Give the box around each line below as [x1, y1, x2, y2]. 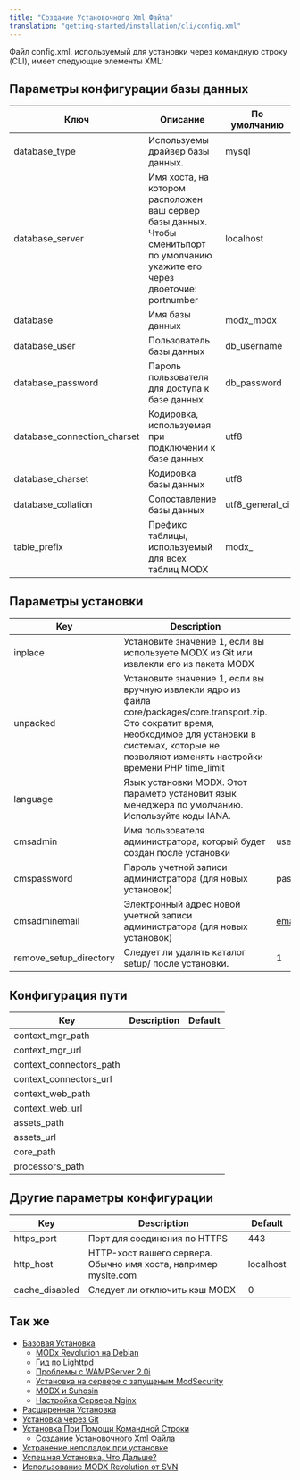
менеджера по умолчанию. [123, 799, 244, 811]
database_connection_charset [13, 430, 140, 443]
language [13, 793, 54, 806]
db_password [224, 376, 283, 389]
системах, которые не [123, 740, 221, 752]
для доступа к [148, 382, 210, 394]
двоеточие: [148, 283, 197, 295]
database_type [13, 145, 76, 157]
